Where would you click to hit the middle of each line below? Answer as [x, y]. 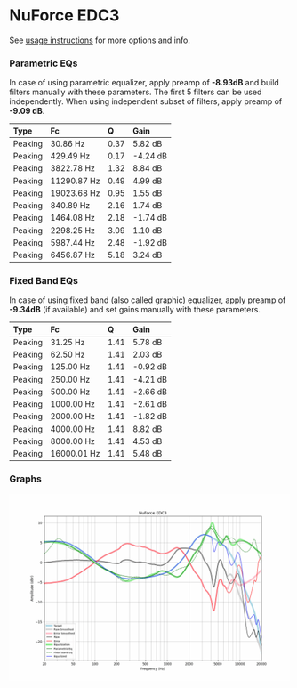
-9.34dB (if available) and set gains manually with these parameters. [135, 310]
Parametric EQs [44, 63]
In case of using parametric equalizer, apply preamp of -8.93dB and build [144, 83]
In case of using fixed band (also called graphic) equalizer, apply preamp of [148, 300]
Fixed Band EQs [44, 280]
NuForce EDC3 [64, 16]
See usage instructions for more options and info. [100, 40]
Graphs [25, 479]
